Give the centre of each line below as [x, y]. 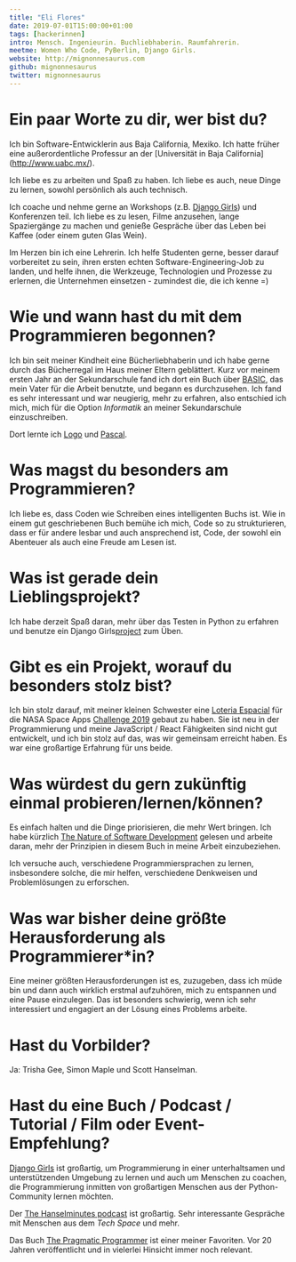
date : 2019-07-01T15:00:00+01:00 [71, 26]
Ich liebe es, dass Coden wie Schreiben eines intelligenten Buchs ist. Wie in [148, 513]
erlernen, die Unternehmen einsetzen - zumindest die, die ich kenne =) [139, 280]
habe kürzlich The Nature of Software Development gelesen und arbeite [141, 837]
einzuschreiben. [39, 417]
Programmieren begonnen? [112, 335]
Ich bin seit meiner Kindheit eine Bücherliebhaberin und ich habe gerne [140, 360]
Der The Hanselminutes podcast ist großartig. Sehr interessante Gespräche [147, 1214]
